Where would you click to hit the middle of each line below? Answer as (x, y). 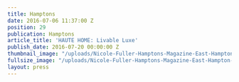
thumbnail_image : (33, 54)
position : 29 (27, 27)
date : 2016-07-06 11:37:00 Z (51, 21)
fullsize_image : (31, 61)
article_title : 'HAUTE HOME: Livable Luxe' (73, 41)
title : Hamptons (31, 14)
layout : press (28, 67)
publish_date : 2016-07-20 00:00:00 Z (63, 47)
